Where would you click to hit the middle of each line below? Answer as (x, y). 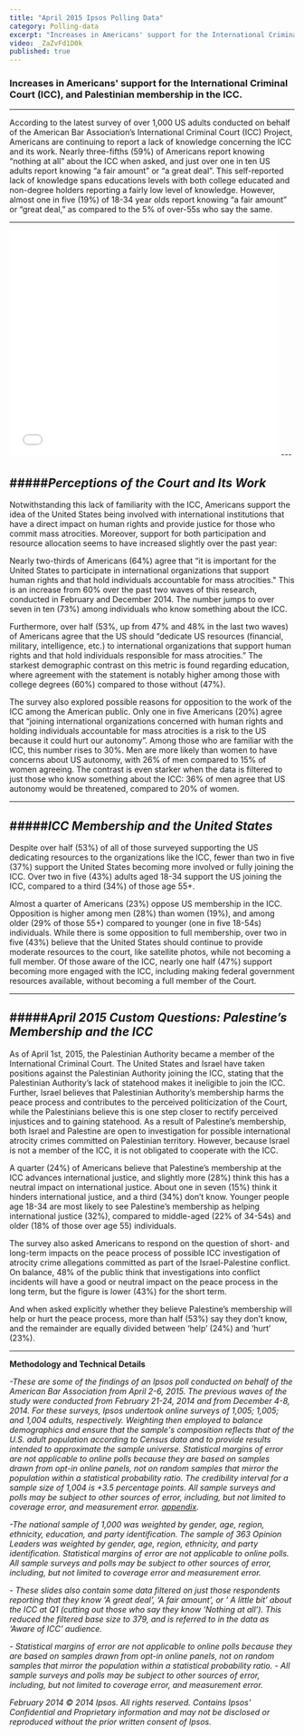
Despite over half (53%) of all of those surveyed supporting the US (134, 848)
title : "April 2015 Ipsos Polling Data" (87, 18)
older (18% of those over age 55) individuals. (93, 1225)
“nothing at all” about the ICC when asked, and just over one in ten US (140, 161)
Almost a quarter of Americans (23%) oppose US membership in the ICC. (146, 904)
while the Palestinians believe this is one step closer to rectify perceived (144, 1111)
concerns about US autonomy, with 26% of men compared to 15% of (138, 760)
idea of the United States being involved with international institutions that (147, 514)
